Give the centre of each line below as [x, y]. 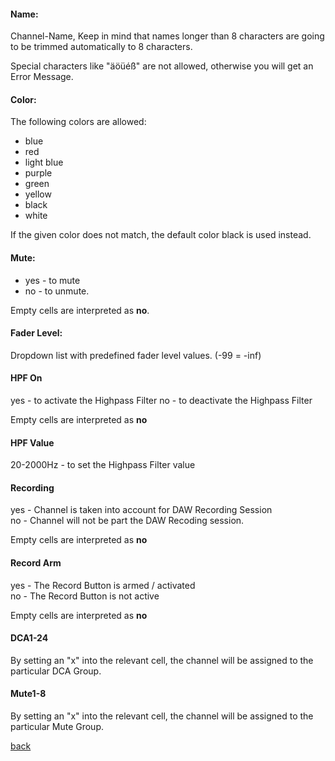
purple [38, 173]
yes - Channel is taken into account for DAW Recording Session [141, 510]
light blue [44, 162]
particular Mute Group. [57, 727]
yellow [38, 194]
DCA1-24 [29, 638]
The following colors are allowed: [78, 122]
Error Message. [42, 77]
